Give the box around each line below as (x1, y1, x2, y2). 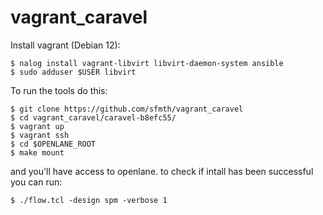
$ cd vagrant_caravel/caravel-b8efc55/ (10, 112, 177, 123)
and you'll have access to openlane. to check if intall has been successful (10, 165, 314, 177)
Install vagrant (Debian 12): (10, 39, 121, 51)
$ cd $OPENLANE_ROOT (10, 139, 97, 149)
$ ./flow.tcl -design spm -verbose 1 (10, 195, 168, 205)
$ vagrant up (10, 121, 65, 131)
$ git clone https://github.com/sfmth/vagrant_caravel (10, 104, 244, 114)
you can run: (10, 176, 63, 188)
